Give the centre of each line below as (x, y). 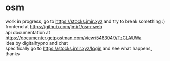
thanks (13, 54)
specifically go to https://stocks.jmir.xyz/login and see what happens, (79, 48)
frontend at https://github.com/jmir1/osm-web (54, 26)
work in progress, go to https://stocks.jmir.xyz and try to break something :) (85, 21)
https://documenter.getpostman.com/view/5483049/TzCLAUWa (73, 38)
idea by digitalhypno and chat (37, 43)
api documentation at (28, 32)
